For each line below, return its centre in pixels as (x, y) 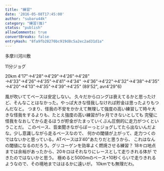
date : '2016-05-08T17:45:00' (35, 14)
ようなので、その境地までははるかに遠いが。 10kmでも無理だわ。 (71, 164)
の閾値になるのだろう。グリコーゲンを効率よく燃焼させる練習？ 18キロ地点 (81, 145)
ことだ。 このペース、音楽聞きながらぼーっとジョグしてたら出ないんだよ (82, 127)
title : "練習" (19, 10)
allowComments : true (26, 32)
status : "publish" (24, 28)
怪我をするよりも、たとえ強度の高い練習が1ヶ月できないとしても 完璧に (85, 115)
